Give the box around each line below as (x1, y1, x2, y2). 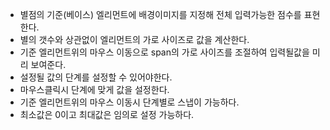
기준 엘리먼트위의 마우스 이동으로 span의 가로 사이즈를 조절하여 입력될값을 (19, 46, 310, 58)
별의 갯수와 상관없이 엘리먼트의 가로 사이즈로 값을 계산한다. (19, 34, 250, 45)
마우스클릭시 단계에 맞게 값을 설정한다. (19, 84, 170, 95)
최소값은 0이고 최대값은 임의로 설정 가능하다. (19, 109, 195, 120)
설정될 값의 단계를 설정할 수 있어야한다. (19, 71, 173, 83)
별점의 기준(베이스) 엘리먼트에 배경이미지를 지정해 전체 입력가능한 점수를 (19, 9, 302, 20)
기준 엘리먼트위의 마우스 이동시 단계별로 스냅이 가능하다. (19, 96, 240, 108)
